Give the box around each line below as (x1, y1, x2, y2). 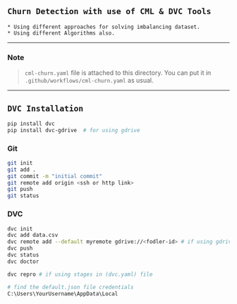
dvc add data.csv (7, 232, 59, 239)
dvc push (7, 245, 33, 252)
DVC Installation (7, 103, 83, 113)
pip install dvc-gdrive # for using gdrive (7, 127, 140, 134)
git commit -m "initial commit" (7, 173, 102, 180)
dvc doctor (7, 258, 39, 265)
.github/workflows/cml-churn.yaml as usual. (24, 76, 154, 85)
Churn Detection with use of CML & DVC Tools (7, 6, 212, 17)
